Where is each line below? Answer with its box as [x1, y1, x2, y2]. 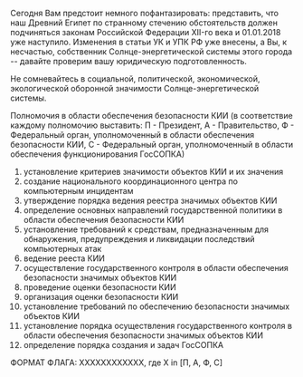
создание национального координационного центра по [23, 176, 239, 187]
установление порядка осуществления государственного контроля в [23, 321, 293, 331]
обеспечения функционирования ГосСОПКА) [10, 149, 185, 159]
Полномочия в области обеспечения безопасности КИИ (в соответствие [10, 111, 293, 121]
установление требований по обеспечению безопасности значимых [23, 301, 290, 312]
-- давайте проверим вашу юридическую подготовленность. [10, 56, 248, 66]
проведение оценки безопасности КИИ [23, 282, 176, 293]
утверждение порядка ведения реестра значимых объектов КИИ [23, 195, 278, 206]
